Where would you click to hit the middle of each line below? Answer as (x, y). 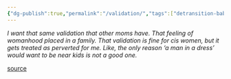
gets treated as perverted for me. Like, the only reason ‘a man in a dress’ (111, 47)
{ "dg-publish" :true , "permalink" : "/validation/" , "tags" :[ (90, 13)
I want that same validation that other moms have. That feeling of (100, 33)
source (17, 68)
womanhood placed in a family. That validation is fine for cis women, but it (113, 40)
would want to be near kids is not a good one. (72, 55)
